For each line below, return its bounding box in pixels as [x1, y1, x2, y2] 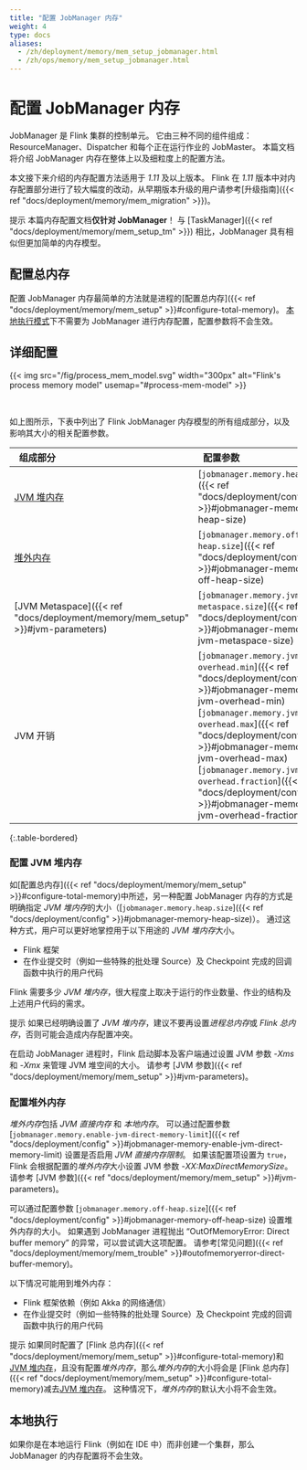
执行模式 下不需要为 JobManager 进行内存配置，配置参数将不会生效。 [16, 315, 279, 326]
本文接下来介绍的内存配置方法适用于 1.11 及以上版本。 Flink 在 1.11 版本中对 [9, 172, 288, 183]
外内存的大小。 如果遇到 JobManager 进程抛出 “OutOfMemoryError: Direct [9, 1226, 290, 1237]
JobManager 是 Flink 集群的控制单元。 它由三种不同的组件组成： [9, 130, 253, 141]
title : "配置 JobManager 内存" [9, 13, 123, 23]
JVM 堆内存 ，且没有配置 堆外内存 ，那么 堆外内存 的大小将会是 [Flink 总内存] [9, 1362, 290, 1373]
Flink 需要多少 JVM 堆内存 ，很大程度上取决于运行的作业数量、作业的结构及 [9, 986, 292, 997]
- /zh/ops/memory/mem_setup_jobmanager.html [17, 56, 190, 65]
